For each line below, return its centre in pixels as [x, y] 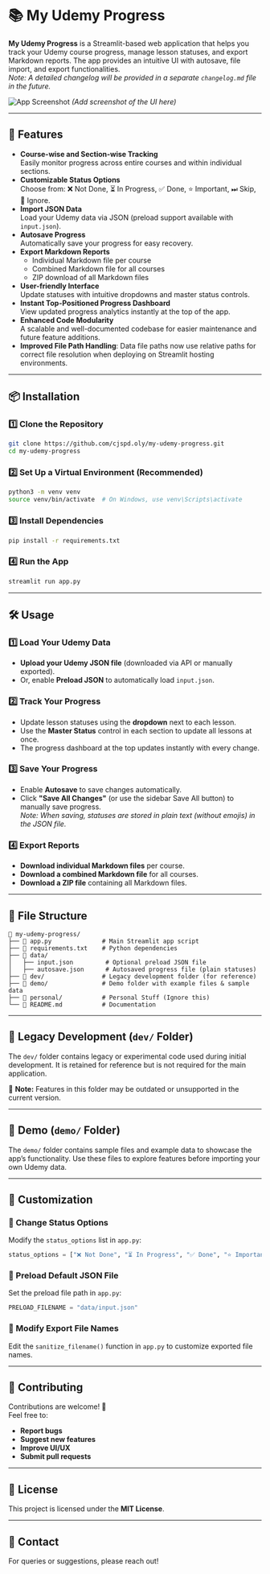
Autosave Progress [53, 234]
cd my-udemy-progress [45, 452]
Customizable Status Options [70, 180]
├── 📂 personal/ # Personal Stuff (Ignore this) [109, 998]
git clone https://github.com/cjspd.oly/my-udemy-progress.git [117, 444]
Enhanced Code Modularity [67, 320]
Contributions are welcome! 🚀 [57, 1407]
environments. [44, 362]
